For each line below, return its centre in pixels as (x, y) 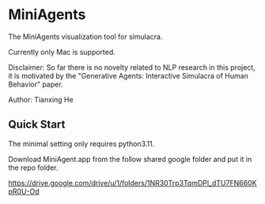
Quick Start (37, 125)
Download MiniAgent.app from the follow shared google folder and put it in (130, 159)
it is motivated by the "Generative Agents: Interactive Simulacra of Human (129, 75)
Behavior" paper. (36, 84)
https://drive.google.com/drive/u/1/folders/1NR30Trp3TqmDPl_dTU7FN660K (132, 183)
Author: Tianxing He (41, 99)
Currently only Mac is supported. (62, 52)
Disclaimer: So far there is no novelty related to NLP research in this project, (132, 67)
